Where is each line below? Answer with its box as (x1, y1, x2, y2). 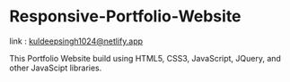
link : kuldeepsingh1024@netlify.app (9, 36, 144, 46)
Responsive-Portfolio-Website (9, 6, 242, 27)
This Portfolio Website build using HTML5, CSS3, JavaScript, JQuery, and (9, 53, 281, 63)
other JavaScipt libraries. (9, 62, 102, 73)
